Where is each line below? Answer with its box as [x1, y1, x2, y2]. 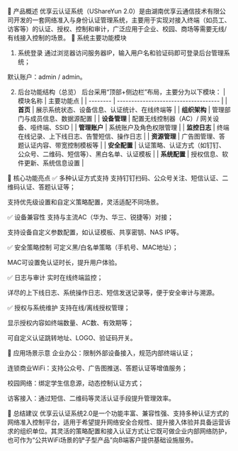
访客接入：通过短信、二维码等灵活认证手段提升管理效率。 [7, 394, 175, 402]
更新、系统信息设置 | [23, 159, 84, 167]
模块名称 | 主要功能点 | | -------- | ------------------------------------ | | [17, 97, 228, 105]
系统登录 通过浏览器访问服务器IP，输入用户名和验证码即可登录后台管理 [17, 49, 225, 57]
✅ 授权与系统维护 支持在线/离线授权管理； [7, 303, 130, 312]
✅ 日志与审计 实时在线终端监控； [7, 273, 103, 281]
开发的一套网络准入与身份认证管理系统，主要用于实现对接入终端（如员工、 [13, 16, 231, 24]
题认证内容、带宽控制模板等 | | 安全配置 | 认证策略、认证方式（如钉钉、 [17, 141, 225, 149]
